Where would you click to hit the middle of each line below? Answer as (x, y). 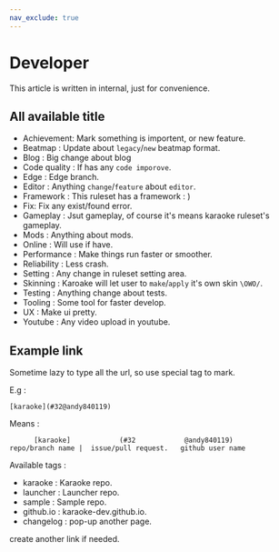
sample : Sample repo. (65, 502)
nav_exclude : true (44, 18)
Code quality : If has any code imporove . (97, 167)
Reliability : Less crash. (65, 264)
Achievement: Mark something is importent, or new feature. (134, 138)
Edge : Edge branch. (61, 177)
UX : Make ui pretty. (60, 312)
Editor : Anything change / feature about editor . (109, 186)
